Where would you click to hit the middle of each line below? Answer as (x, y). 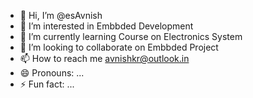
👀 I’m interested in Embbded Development (106, 26)
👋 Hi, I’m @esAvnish (61, 15)
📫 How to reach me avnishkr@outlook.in (104, 58)
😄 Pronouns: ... (52, 73)
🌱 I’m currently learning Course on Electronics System (131, 36)
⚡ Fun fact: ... (47, 84)
